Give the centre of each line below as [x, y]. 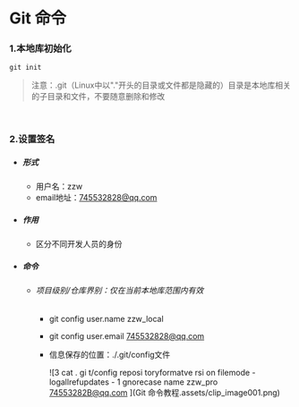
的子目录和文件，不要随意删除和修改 [98, 97]
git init [26, 68]
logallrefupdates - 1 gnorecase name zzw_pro [133, 382]
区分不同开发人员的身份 [79, 244]
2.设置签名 [32, 140]
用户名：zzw [59, 187]
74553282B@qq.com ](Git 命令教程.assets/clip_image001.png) [164, 392]
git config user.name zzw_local [106, 318]
